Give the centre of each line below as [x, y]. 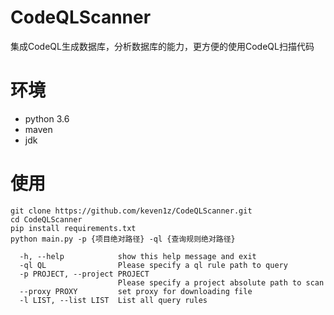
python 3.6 [47, 118]
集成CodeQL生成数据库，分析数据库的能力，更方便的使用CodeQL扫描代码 [162, 46]
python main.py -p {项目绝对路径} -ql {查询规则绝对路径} [123, 239]
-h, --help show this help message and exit [138, 256]
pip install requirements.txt [73, 228]
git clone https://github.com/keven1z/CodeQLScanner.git [131, 211]
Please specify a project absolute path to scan [221, 282]
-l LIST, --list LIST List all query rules [113, 300]
